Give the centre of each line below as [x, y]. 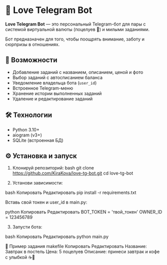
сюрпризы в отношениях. [32, 44]
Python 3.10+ [26, 129]
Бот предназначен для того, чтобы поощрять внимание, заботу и [75, 39]
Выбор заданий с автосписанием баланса [57, 77]
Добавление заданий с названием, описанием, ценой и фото [78, 72]
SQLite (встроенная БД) [38, 140]
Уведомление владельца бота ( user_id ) [54, 82]
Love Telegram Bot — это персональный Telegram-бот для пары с [75, 24]
